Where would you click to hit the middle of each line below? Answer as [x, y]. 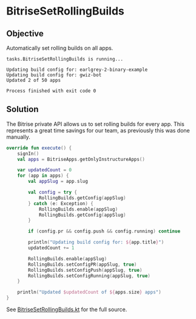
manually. [18, 137]
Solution [22, 109]
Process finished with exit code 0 [51, 91]
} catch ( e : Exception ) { [61, 203]
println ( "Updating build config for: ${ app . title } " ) [96, 242]
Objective [25, 34]
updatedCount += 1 [51, 248]
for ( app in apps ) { [43, 176]
